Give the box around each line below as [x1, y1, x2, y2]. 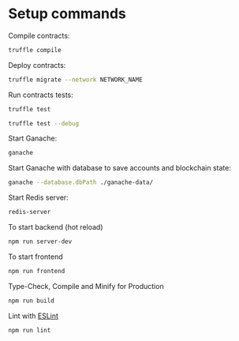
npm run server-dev [8, 238, 73, 245]
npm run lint [8, 326, 51, 334]
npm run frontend [8, 267, 65, 275]
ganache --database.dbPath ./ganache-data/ [8, 178, 154, 186]
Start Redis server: [8, 193, 69, 202]
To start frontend [8, 252, 63, 261]
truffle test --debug [8, 119, 80, 127]
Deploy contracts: [8, 60, 66, 69]
